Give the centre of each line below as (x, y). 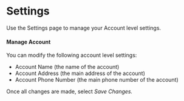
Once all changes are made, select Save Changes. (69, 91)
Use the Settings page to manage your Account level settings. (84, 28)
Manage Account (29, 42)
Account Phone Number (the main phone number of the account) (97, 80)
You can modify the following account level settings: (72, 55)
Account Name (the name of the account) (67, 67)
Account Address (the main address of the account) (80, 73)
